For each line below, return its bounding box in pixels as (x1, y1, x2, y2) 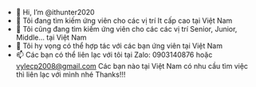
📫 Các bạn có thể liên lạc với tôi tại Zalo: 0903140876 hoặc (15, 50, 213, 59)
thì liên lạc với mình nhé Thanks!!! (15, 70, 126, 79)
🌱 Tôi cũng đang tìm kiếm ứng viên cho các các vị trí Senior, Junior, (15, 25, 238, 33)
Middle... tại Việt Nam (15, 32, 87, 42)
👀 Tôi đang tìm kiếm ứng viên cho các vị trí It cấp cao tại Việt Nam (15, 16, 233, 25)
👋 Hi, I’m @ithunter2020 (15, 8, 95, 17)
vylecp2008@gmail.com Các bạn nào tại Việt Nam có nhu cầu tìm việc (15, 62, 249, 70)
